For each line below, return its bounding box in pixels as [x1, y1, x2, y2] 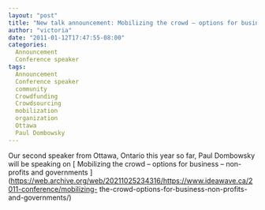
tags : [8, 63, 26, 71]
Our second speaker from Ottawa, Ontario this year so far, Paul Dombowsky [8, 151, 256, 160]
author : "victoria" [8, 26, 73, 34]
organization [15, 114, 58, 122]
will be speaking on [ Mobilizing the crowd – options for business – [8, 159, 225, 168]
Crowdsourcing [15, 99, 62, 107]
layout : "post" [8, 11, 58, 20]
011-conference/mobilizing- [8, 184, 98, 193]
